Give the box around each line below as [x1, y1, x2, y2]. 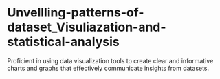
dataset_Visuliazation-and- [7, 19, 166, 35]
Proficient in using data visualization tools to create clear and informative [7, 56, 214, 65]
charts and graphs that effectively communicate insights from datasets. [7, 64, 210, 72]
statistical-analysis [7, 34, 120, 49]
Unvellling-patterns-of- [7, 5, 144, 21]
